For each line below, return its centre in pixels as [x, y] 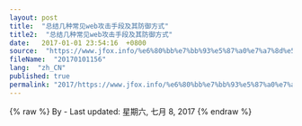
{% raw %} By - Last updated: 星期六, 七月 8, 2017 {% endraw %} [131, 111]
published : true [40, 76]
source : [24, 51]
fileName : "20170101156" [58, 59]
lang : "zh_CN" [38, 68]
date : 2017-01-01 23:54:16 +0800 [78, 43]
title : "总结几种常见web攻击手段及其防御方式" [89, 26]
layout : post [34, 18]
